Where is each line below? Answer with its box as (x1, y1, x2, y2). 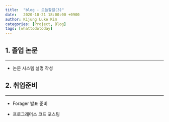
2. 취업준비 (5, 81, 38, 90)
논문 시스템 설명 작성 (12, 65, 53, 71)
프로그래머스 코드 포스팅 (12, 111, 60, 117)
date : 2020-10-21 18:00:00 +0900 (5, 12, 80, 17)
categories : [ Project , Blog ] (5, 21, 66, 27)
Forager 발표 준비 (12, 100, 48, 106)
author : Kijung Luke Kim (5, 17, 57, 22)
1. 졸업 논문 (5, 46, 38, 54)
